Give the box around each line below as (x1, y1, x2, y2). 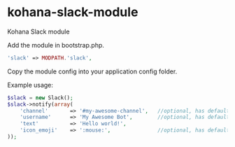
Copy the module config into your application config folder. (7, 67, 178, 76)
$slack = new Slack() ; (7, 94, 73, 101)
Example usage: (7, 80, 54, 89)
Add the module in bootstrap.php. (7, 41, 105, 49)
